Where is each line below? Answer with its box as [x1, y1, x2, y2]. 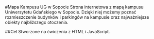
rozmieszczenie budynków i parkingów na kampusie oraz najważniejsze [5, 14, 149, 20]
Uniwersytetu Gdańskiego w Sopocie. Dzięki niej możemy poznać [5, 9, 137, 15]
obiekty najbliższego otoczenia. [5, 19, 68, 25]
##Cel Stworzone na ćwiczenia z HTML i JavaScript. [5, 29, 110, 34]
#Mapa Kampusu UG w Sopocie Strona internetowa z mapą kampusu [5, 4, 144, 10]
